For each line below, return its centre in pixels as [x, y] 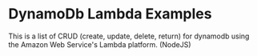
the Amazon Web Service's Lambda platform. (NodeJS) [100, 44]
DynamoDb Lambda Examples [110, 14]
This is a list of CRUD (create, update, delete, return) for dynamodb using [129, 36]
